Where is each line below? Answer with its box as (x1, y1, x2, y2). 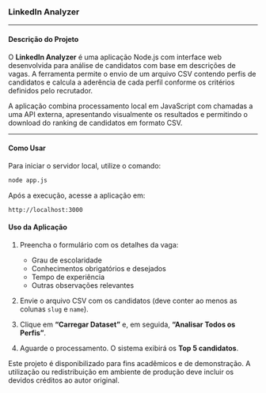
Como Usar (8, 143, 46, 153)
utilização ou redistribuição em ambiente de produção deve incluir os (8, 367, 234, 376)
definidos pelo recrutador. (8, 85, 93, 95)
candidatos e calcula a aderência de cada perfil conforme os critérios (8, 77, 235, 87)
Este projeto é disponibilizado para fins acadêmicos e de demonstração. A (8, 358, 251, 368)
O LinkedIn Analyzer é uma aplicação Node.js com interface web (8, 52, 222, 62)
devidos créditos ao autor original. (8, 375, 120, 385)
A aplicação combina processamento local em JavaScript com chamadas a (8, 101, 253, 111)
